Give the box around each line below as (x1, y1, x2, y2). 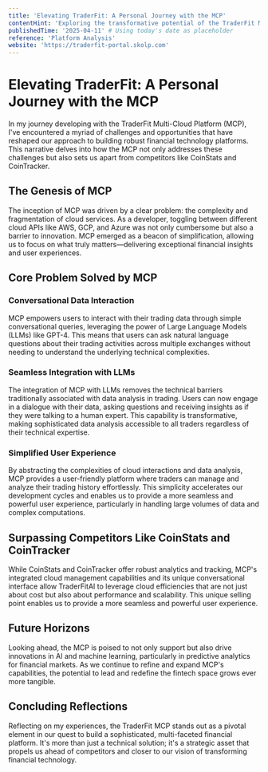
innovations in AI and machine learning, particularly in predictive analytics (8, 651, 251, 660)
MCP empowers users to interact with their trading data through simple (8, 313, 242, 323)
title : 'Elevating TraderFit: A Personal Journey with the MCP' (8, 11, 227, 20)
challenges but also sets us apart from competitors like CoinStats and (8, 153, 237, 163)
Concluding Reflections (8, 699, 128, 714)
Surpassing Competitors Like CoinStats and (8, 531, 231, 545)
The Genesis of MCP (8, 184, 112, 198)
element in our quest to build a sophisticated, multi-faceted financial (8, 729, 233, 739)
